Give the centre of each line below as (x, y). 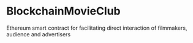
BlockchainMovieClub (63, 11)
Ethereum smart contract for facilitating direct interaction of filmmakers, (97, 28)
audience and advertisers (39, 34)
